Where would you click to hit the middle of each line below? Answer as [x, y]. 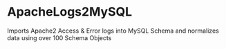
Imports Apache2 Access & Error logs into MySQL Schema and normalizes [113, 31]
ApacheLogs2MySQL [70, 12]
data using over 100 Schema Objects [59, 37]
